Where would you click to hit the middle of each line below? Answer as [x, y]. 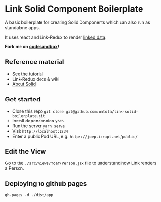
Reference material [35, 62]
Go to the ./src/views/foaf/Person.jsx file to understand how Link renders [81, 163]
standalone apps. [22, 27]
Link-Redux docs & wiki [36, 79]
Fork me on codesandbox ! [32, 46]
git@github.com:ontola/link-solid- [102, 111]
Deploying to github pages [46, 184]
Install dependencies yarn [38, 121]
